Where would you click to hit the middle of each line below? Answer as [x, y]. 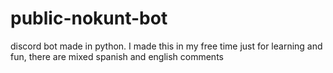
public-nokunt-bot [89, 18]
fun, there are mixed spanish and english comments [117, 56]
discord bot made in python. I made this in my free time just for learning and [166, 46]
